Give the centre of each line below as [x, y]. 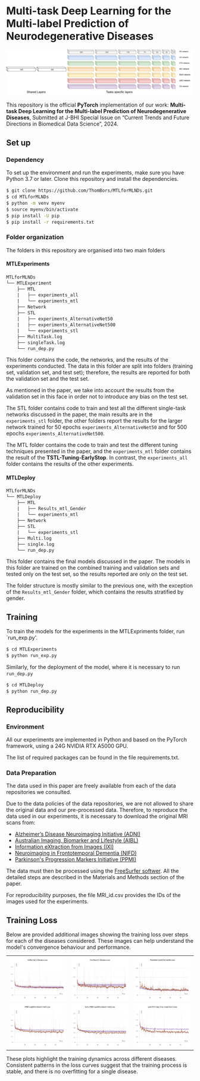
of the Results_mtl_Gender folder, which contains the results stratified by [95, 592]
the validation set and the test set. [48, 379]
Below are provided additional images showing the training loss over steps [97, 935]
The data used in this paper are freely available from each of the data [91, 786]
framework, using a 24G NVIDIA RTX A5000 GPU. [67, 746]
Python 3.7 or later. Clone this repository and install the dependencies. [92, 179]
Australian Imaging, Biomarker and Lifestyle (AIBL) [76, 841]
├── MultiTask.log [40, 337]
